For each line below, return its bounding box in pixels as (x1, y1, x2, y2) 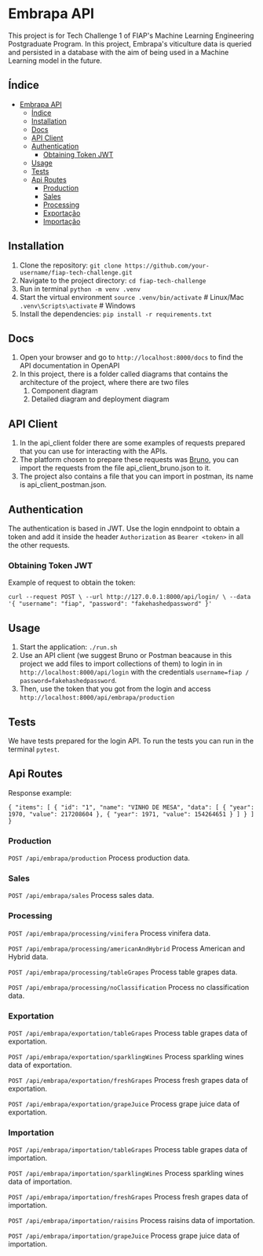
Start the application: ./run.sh (19, 642, 118, 652)
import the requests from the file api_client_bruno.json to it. (19, 464, 211, 473)
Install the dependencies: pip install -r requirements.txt (19, 308, 212, 319)
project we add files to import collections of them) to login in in (19, 659, 223, 669)
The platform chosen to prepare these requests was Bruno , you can (19, 455, 239, 464)
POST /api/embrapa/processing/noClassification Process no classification (8, 982, 250, 992)
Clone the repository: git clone (19, 260, 122, 270)
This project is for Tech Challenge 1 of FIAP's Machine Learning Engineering (8, 31, 254, 40)
